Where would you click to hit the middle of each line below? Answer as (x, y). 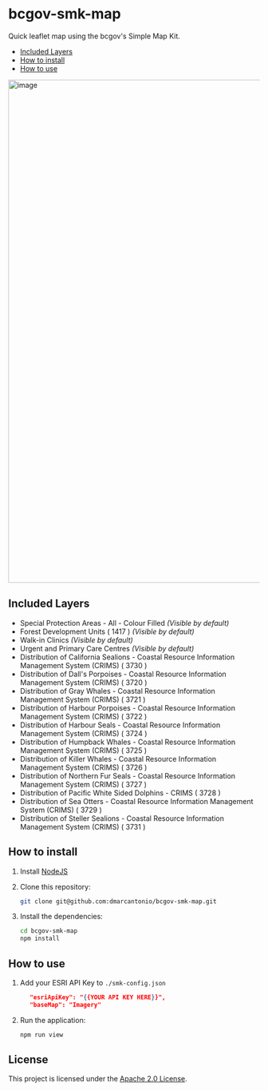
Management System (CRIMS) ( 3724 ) (83, 733)
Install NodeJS (44, 871)
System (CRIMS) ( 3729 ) (61, 810)
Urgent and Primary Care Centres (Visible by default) (107, 648)
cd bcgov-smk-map (49, 931)
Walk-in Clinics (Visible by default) (76, 639)
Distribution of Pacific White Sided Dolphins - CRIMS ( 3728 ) (120, 793)
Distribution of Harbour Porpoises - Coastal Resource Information (128, 707)
